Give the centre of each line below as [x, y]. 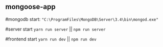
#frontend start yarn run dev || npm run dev [51, 39]
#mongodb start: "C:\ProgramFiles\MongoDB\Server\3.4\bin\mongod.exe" [82, 19]
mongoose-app [30, 7]
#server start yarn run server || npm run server [55, 29]
